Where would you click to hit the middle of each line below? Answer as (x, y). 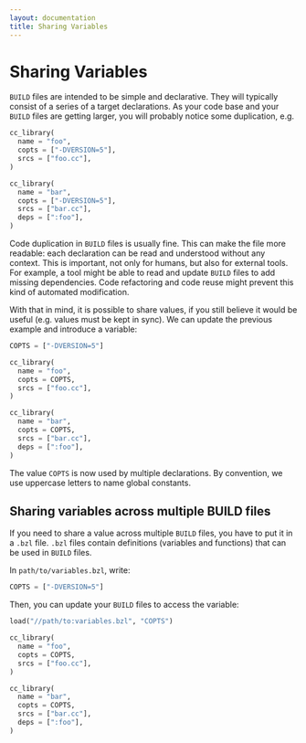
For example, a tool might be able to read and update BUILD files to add (142, 273)
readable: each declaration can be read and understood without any (137, 253)
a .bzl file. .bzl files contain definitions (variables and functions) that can (148, 543)
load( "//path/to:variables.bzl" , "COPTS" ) (91, 621)
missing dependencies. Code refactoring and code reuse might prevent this (152, 282)
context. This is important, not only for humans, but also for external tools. (149, 263)
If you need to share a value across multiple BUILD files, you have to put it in (151, 533)
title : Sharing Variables (58, 27)
